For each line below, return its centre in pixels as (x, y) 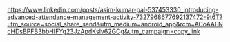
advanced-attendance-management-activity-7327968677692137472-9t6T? (115, 17)
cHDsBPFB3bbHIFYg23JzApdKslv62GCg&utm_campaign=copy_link (104, 31)
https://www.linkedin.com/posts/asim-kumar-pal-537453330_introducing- (113, 10)
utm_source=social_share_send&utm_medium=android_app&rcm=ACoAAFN (115, 24)
